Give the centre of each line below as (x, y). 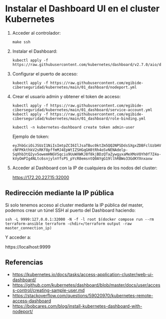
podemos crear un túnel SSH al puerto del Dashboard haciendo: (71, 210)
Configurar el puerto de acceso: (45, 74)
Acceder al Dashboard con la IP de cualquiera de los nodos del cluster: (85, 168)
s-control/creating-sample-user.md (49, 290)
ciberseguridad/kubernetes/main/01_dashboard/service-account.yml (82, 110)
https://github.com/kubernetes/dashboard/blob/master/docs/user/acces (86, 285)
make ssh (21, 42)
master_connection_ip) (28, 228)
